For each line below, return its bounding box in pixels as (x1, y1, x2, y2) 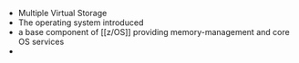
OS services (17, 36, 65, 47)
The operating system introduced (17, 17, 144, 28)
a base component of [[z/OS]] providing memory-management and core (17, 27, 290, 37)
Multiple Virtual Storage (17, 8, 108, 18)
